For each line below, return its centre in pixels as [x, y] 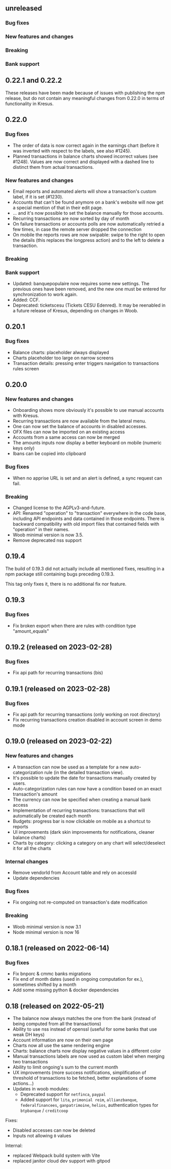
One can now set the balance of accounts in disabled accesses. [80, 427]
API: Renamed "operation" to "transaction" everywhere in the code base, [89, 513]
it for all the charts [32, 848]
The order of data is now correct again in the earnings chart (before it [86, 145]
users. [19, 783]
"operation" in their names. [41, 530]
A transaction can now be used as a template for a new [71, 767]
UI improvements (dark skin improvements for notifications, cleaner [83, 832]
